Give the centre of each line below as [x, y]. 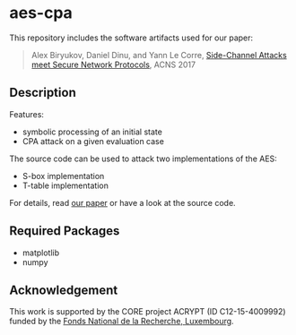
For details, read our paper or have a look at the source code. [122, 202]
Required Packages [65, 231]
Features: [27, 114]
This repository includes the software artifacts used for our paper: [131, 38]
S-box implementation [63, 176]
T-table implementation [65, 185]
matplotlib [41, 253]
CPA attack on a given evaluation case [93, 141]
